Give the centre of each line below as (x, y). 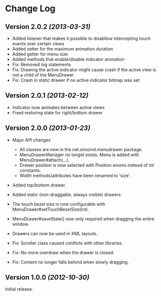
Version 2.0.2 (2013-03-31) (48, 27)
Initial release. (19, 289)
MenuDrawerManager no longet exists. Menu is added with (80, 155)
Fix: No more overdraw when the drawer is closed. (63, 252)
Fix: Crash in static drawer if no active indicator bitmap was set (76, 80)
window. (21, 224)
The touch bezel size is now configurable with (59, 204)
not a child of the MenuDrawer (43, 75)
